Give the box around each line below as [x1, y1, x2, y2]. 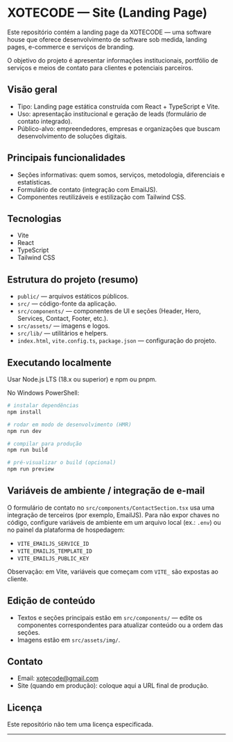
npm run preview [7, 466, 54, 473]
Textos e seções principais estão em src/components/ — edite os [17, 613, 202, 622]
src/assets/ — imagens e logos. [17, 322, 110, 330]
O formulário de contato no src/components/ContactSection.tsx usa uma [7, 503, 215, 512]
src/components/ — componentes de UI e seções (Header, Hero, [17, 307, 201, 315]
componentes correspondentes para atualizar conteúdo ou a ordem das [17, 621, 223, 629]
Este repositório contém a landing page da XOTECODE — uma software [7, 28, 212, 36]
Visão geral [7, 84, 58, 95]
